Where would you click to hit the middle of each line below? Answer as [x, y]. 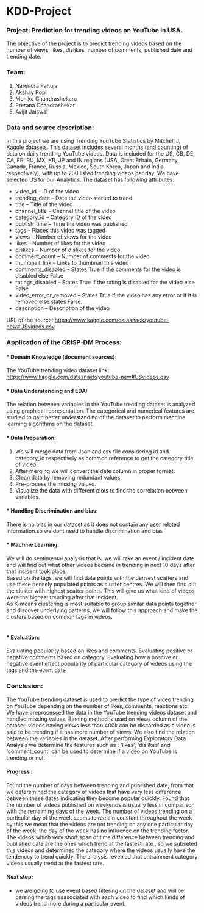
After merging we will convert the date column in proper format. [95, 471]
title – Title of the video [44, 204]
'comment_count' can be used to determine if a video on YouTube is [92, 751]
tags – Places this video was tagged [60, 231]
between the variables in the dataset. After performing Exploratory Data [96, 738]
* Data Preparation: [31, 438]
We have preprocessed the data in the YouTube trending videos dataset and [102, 712]
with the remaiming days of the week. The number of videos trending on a [99, 811]
